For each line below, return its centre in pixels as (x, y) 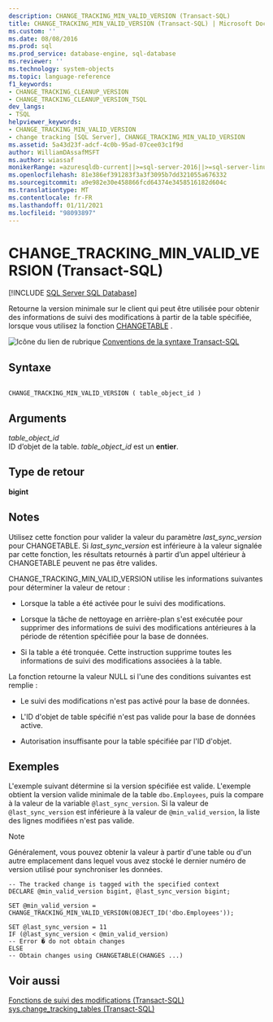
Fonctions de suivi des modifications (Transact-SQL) (96, 1000)
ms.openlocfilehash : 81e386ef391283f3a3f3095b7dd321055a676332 (118, 175)
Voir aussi (34, 981)
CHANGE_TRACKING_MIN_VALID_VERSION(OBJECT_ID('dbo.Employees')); (121, 913)
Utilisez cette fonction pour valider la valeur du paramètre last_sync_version (135, 537)
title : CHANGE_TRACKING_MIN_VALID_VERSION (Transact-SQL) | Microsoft (130, 24)
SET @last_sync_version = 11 (58, 928)
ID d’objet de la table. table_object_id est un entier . (93, 446)
